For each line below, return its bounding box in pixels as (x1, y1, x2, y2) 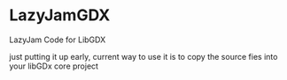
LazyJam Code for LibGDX (9, 34, 106, 45)
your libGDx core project (9, 61, 99, 71)
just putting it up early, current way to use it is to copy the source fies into (9, 51, 278, 62)
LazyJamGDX (9, 5, 111, 25)
